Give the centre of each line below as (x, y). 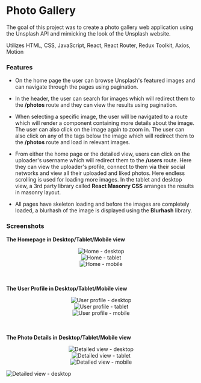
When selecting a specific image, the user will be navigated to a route (101, 117)
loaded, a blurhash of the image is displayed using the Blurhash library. (104, 210)
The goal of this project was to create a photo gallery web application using (100, 27)
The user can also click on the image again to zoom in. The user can (100, 130)
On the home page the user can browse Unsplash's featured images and (105, 81)
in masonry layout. (38, 192)
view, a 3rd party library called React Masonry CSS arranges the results (104, 186)
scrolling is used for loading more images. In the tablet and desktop (98, 180)
